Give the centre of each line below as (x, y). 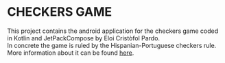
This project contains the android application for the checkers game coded (113, 31)
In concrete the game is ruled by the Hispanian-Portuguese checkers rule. (112, 45)
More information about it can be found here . (71, 53)
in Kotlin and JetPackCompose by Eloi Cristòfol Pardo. (83, 38)
